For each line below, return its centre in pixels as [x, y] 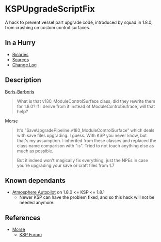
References [23, 218]
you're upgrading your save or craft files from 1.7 [66, 165]
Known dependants [35, 180]
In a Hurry [20, 43]
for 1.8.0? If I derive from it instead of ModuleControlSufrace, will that [86, 106]
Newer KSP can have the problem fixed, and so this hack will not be [87, 197]
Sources [20, 60]
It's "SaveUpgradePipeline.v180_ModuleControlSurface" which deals [86, 130]
